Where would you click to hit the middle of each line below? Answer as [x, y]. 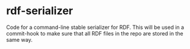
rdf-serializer [40, 11]
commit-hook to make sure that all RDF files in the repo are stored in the [95, 33]
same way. [19, 40]
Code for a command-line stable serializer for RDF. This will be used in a [95, 27]
